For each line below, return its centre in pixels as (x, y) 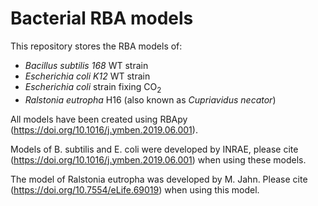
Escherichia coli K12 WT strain (87, 76)
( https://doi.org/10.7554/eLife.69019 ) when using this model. (135, 189)
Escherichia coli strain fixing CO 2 (93, 87)
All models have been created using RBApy (99, 119)
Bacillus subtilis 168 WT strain (86, 65)
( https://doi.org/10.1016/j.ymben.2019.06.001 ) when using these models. (158, 159)
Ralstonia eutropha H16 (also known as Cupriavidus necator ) (150, 99)
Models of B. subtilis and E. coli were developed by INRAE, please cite (154, 149)
